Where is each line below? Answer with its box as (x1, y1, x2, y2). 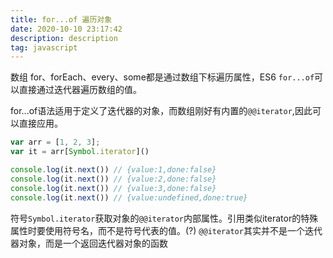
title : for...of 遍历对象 (10, 14, 113, 25)
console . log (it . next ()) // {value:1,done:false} (10, 165, 217, 175)
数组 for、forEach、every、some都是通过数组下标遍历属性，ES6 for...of (10, 71, 315, 83)
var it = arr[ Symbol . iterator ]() (10, 147, 150, 157)
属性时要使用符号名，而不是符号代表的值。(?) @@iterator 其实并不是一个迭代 (10, 224, 323, 236)
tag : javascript (10, 42, 78, 53)
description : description (10, 33, 118, 43)
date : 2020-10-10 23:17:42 (10, 24, 123, 34)
